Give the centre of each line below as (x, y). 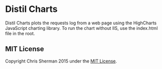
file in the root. (20, 33)
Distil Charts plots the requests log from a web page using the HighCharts (81, 23)
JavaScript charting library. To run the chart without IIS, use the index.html (81, 28)
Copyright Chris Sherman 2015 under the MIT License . (61, 61)
